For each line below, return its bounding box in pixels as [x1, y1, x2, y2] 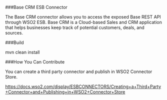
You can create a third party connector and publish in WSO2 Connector [5, 68, 152, 74]
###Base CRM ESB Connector [5, 4, 67, 10]
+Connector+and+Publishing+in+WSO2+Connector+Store [5, 89, 125, 94]
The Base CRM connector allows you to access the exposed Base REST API [5, 14, 161, 19]
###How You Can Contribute [5, 59, 65, 64]
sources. [5, 30, 23, 35]
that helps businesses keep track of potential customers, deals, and [5, 24, 145, 30]
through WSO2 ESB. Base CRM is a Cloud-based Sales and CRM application [5, 19, 162, 25]
